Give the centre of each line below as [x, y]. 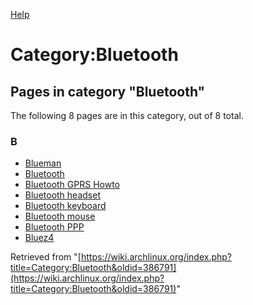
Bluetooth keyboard [65, 206]
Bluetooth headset [62, 195]
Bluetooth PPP [54, 227]
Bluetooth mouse [60, 216]
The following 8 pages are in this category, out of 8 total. [127, 115]
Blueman [43, 163]
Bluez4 [39, 238]
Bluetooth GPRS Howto [72, 185]
